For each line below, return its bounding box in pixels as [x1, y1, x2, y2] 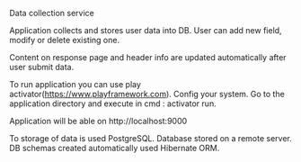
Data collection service [9, 8, 94, 18]
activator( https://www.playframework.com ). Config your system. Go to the [9, 89, 285, 99]
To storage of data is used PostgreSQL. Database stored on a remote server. [9, 133, 292, 143]
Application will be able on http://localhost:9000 [9, 116, 188, 126]
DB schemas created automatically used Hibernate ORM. [9, 143, 220, 153]
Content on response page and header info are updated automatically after [9, 52, 287, 62]
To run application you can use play [9, 79, 142, 89]
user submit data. [9, 62, 75, 72]
